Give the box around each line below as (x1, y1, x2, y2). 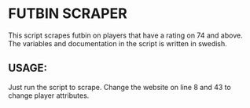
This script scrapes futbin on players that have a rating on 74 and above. (8, 31, 243, 40)
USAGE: (8, 62, 48, 75)
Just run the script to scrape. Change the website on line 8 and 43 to (8, 82, 232, 92)
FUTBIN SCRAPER (8, 5, 127, 23)
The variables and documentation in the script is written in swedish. (8, 38, 228, 48)
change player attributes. (8, 91, 90, 100)
